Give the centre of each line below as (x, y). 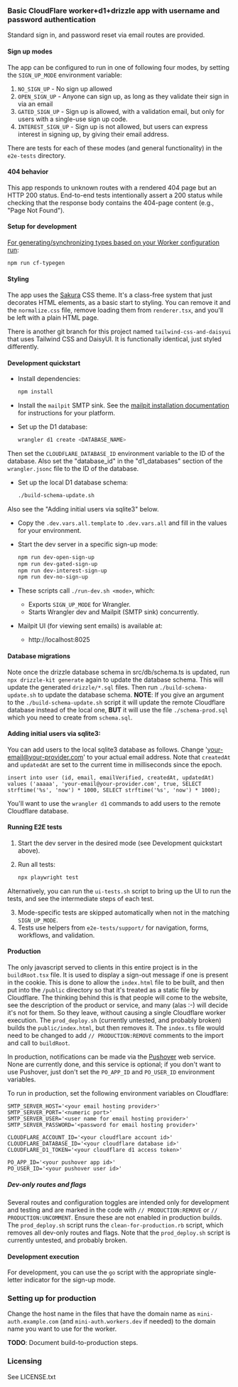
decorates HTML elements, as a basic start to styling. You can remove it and (119, 302)
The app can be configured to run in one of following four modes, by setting (118, 67)
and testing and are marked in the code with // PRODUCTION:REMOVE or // (113, 1210)
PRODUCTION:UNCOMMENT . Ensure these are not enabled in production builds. (115, 1217)
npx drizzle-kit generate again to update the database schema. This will (115, 680)
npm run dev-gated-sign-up (58, 564)
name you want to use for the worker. (62, 1329)
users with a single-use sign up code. (72, 119)
